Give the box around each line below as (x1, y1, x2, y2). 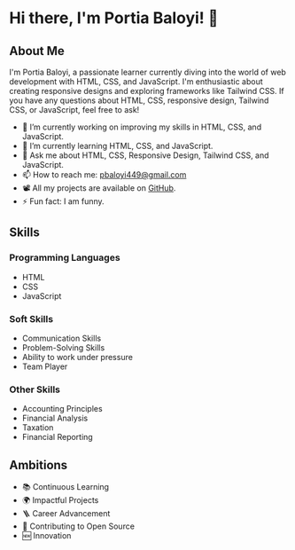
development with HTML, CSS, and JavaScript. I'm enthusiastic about (9, 76, 263, 87)
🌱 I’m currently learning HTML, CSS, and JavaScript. (21, 141, 213, 151)
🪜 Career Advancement (21, 508, 111, 519)
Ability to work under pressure (21, 351, 133, 362)
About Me (9, 43, 65, 59)
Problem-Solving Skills (21, 342, 105, 353)
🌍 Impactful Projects (21, 495, 99, 506)
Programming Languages (9, 252, 121, 264)
